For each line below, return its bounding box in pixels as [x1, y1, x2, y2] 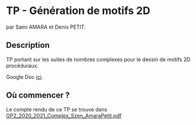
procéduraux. [6, 62, 39, 69]
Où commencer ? [6, 91, 70, 100]
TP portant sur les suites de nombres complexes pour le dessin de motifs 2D [6, 55, 191, 62]
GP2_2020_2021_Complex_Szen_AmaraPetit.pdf [6, 112, 122, 119]
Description [6, 40, 50, 50]
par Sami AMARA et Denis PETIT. [6, 23, 86, 30]
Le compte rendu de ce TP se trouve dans [6, 106, 108, 113]
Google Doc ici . [6, 73, 43, 80]
